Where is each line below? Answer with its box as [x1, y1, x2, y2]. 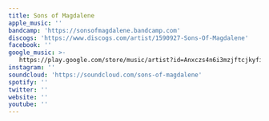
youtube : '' [8, 100, 48, 108]
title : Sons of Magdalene [8, 11, 94, 20]
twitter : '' [8, 85, 48, 94]
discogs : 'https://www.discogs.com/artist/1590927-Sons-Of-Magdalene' [8, 33, 249, 42]
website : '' [8, 93, 48, 101]
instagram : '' [8, 64, 56, 72]
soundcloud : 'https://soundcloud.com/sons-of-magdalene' [8, 71, 203, 79]
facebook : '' [8, 41, 52, 49]
